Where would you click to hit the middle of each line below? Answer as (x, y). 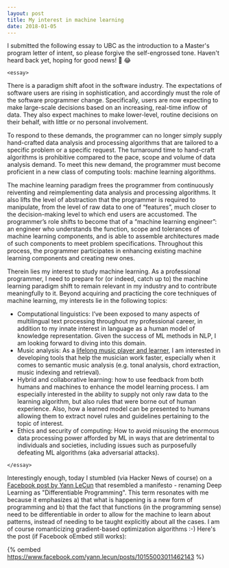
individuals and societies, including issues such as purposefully (107, 445)
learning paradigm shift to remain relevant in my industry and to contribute (112, 286)
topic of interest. (40, 424)
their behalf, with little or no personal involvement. (78, 122)
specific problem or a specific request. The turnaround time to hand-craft (111, 150)
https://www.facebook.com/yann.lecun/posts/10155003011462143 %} (106, 557)
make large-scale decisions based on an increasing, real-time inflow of (107, 108)
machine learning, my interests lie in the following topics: (87, 301)
